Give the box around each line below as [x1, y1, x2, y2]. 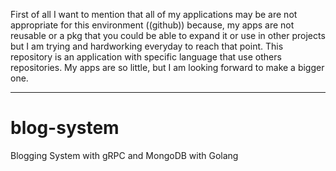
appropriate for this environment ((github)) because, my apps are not [10, 19, 295, 31]
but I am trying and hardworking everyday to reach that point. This [10, 40, 284, 52]
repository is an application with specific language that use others [10, 51, 282, 63]
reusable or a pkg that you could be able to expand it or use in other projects [10, 30, 326, 41]
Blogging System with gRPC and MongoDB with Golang [10, 149, 239, 161]
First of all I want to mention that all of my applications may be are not [10, 9, 298, 20]
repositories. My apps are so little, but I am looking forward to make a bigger [10, 62, 325, 73]
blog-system [10, 117, 120, 139]
